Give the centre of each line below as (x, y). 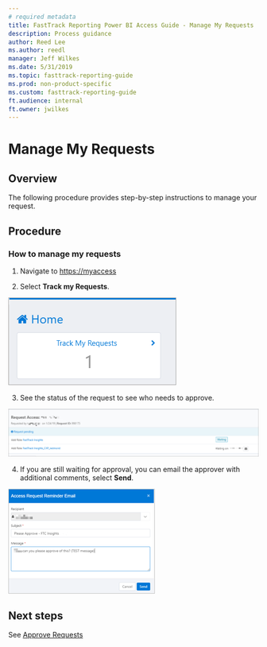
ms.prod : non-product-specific (60, 83)
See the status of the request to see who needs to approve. (117, 397)
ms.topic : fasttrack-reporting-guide (71, 76)
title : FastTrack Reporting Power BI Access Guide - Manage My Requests (131, 25)
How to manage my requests (65, 254)
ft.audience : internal (46, 101)
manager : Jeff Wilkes (44, 59)
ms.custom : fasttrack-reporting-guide (72, 92)
